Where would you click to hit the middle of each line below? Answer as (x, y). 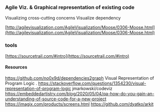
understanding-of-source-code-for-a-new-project (56, 99)
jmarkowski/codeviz (92, 88)
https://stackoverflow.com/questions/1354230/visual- (92, 83)
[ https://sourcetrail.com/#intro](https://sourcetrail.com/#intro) (67, 56)
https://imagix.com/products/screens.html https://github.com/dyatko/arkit (79, 104)
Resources (16, 67)
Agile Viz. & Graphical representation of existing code (70, 7)
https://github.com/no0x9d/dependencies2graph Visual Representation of (80, 78)
